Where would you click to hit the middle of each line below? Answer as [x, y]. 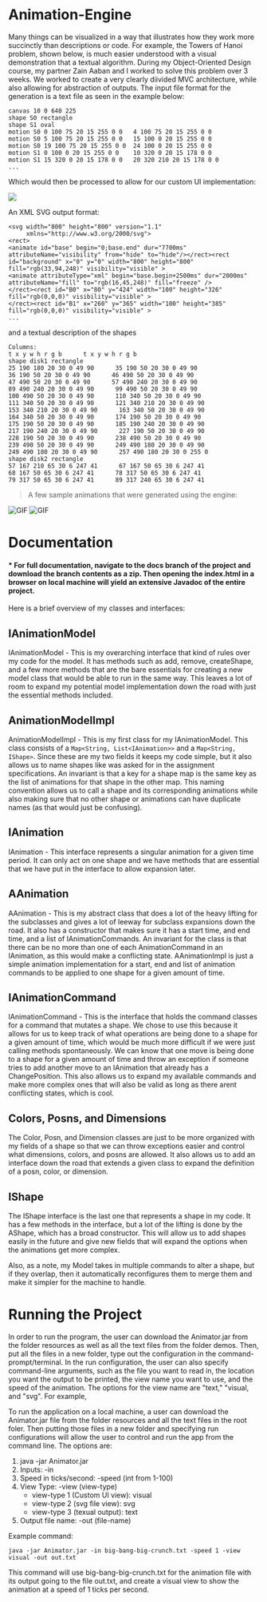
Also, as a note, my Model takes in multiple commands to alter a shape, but [132, 1266]
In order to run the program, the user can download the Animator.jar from [128, 1337]
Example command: [41, 1536]
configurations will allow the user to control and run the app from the [121, 1437]
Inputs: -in [37, 1469]
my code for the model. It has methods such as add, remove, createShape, [131, 662]
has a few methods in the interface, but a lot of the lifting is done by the [126, 1225]
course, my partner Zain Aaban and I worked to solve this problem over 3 [128, 70]
